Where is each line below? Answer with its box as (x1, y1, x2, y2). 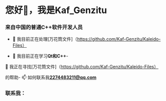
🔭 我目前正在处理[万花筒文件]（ (12, 36, 78, 42)
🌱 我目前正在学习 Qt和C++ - (12, 53, 69, 59)
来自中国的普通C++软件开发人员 (5, 24, 83, 31)
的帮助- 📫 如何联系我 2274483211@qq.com (5, 74, 97, 80)
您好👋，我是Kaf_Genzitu (5, 5, 107, 16)
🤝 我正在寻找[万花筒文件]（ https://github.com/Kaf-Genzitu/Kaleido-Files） (5, 64, 159, 70)
